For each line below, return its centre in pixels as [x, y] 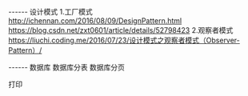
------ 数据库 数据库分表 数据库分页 [67, 67]
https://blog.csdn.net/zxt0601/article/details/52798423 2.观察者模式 [121, 30]
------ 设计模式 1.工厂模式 [51, 12]
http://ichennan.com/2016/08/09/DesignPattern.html [95, 21]
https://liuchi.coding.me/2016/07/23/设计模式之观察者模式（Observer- [124, 40]
